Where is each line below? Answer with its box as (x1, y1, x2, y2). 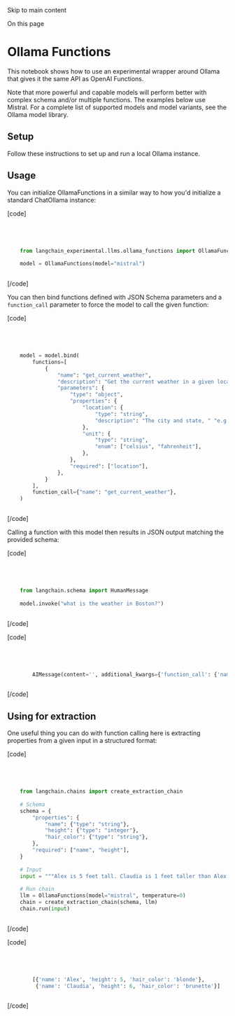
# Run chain (20, 886, 55, 893)
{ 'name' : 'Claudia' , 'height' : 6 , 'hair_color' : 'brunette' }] (35, 982, 220, 989)
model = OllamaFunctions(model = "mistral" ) (20, 260, 145, 267)
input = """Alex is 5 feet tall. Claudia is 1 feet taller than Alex (20, 872, 227, 879)
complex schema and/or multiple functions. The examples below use (7, 95, 206, 104)
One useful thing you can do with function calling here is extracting (7, 729, 201, 737)
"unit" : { (82, 430, 111, 437)
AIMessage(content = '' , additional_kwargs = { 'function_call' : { (32, 671, 218, 678)
